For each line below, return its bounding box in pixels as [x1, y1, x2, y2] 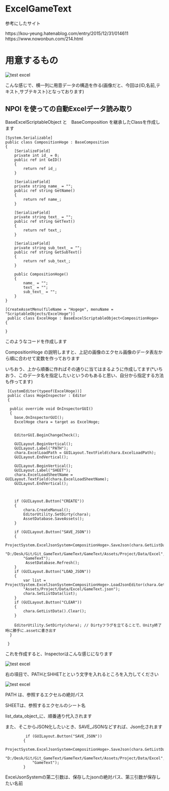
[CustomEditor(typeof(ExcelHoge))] [7, 388, 82, 394]
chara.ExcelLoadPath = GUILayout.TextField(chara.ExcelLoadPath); [14, 450, 156, 455]
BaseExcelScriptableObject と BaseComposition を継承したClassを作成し [5, 119, 160, 125]
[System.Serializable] [5, 135, 53, 140]
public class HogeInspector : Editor [7, 393, 87, 398]
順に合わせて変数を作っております [9, 355, 80, 361]
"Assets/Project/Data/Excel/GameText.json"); [23, 586, 121, 591]
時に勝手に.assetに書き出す [5, 628, 56, 633]
